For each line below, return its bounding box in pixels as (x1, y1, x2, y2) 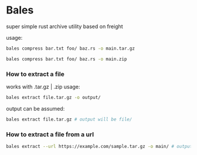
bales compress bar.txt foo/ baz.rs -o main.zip (6, 56, 127, 62)
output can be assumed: (6, 105, 65, 112)
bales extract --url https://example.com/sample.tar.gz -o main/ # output (6, 144, 193, 150)
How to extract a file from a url (6, 130, 94, 138)
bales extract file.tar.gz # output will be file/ (6, 116, 133, 122)
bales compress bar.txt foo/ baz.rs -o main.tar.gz (6, 45, 135, 51)
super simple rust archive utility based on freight (6, 23, 123, 30)
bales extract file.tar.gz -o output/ (6, 94, 101, 100)
